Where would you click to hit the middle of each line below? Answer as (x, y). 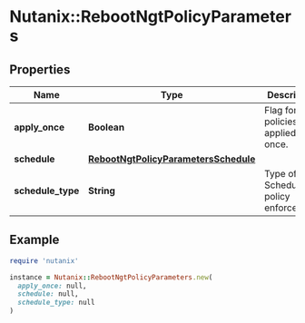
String (102, 191)
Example (34, 240)
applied (280, 133)
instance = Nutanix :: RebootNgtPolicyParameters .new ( (111, 277)
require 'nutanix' (44, 260)
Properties (40, 69)
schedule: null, (48, 294)
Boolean (106, 127)
